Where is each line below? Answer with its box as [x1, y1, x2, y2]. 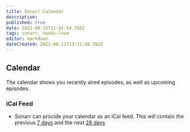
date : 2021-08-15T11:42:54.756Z [6, 25, 85, 31]
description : [6, 14, 38, 20]
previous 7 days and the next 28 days [14, 119, 105, 126]
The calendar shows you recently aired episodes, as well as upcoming [6, 79, 175, 86]
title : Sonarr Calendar [6, 8, 64, 15]
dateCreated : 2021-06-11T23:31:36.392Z [6, 42, 103, 48]
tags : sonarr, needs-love [6, 31, 69, 36]
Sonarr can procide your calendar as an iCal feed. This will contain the [14, 113, 184, 120]
